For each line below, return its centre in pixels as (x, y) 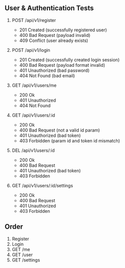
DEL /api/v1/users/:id (33, 150)
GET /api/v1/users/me (34, 85)
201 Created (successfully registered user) (63, 30)
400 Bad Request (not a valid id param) (60, 130)
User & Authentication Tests (49, 8)
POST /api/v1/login (31, 50)
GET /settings (26, 260)
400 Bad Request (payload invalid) (55, 35)
